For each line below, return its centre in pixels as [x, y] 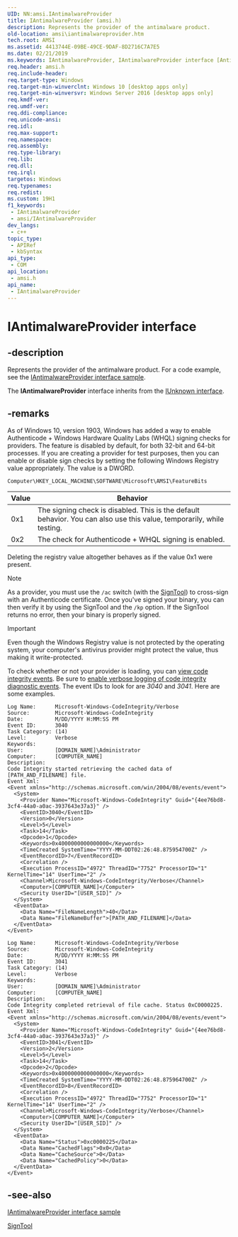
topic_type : [25, 239]
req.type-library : [34, 153]
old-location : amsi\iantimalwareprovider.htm [75, 34]
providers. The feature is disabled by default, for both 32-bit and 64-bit [111, 445]
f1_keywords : [27, 206]
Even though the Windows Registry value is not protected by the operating [116, 642]
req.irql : [22, 172]
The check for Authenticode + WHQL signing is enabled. [131, 539]
